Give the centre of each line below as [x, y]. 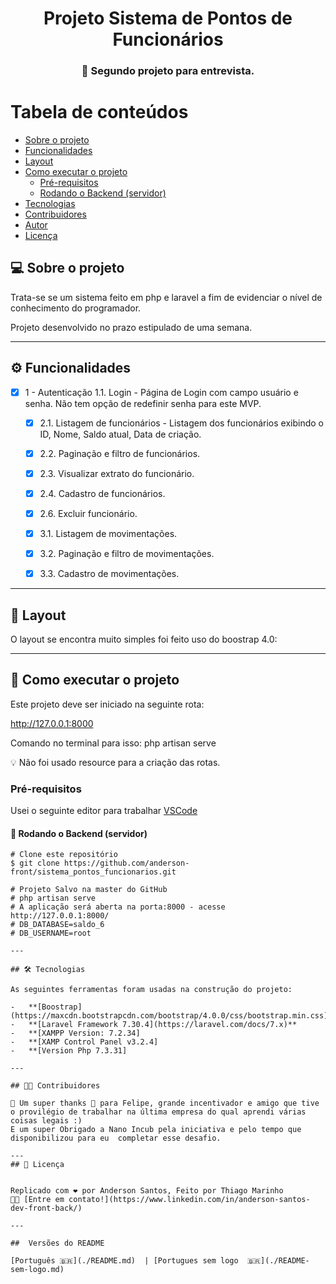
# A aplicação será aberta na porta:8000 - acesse [118, 907]
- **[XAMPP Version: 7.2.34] [75, 1033]
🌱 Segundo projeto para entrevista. [168, 71]
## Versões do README [57, 1243]
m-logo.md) [37, 1270]
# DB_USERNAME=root [51, 933]
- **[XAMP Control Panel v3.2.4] [84, 1042]
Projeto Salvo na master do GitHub [93, 890]
